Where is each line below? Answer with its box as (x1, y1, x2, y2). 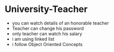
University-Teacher (5, 3, 88, 15)
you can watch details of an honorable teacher (12, 20, 109, 26)
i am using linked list (12, 36, 54, 42)
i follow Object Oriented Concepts (12, 41, 83, 47)
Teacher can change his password (12, 25, 84, 31)
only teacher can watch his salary (12, 30, 83, 36)
